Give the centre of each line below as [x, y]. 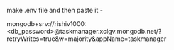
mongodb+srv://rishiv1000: [47, 24]
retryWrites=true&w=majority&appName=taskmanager [87, 39]
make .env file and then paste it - [55, 10]
